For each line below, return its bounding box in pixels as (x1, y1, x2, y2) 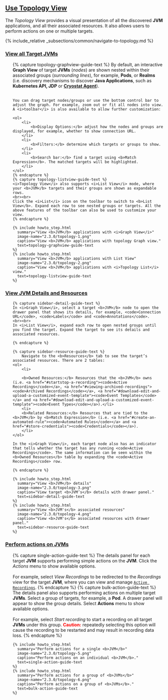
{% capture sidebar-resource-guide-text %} (12, 349, 105, 354)
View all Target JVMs (5, 50, 58, 57)
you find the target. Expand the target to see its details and (12, 327, 150, 333)
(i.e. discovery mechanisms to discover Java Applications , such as (12, 78, 152, 84)
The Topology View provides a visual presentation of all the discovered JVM (5, 17, 163, 23)
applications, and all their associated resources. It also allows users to (5, 23, 150, 29)
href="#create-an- (118, 415, 156, 421)
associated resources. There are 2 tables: (12, 358, 105, 363)
